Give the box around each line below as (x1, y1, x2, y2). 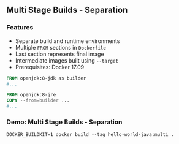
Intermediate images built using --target (15, 56, 118, 64)
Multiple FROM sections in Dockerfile (15, 44, 106, 51)
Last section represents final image (15, 50, 104, 58)
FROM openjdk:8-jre (6, 92, 56, 98)
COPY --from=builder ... (6, 97, 70, 104)
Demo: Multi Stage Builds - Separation (6, 118, 123, 126)
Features (6, 23, 34, 32)
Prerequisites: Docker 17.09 (15, 63, 85, 70)
